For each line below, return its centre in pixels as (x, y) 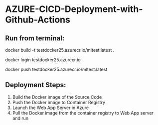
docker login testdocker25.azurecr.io (43, 60)
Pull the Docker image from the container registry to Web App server (83, 113)
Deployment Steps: (36, 85)
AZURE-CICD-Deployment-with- (74, 9)
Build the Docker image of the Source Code (57, 97)
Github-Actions (38, 20)
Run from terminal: (35, 38)
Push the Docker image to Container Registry (59, 102)
